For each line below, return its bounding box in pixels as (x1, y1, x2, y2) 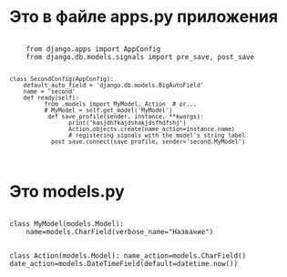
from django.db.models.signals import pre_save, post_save (26, 52, 255, 61)
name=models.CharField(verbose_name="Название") (26, 227, 214, 236)
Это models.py (9, 180, 125, 201)
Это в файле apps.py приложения (9, 6, 279, 27)
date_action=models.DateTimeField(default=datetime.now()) (9, 259, 239, 268)
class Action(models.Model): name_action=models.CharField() (9, 251, 247, 261)
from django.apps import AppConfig (26, 44, 161, 54)
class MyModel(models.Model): (9, 219, 125, 229)
